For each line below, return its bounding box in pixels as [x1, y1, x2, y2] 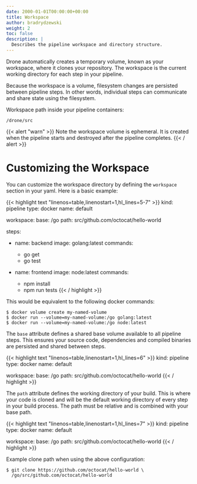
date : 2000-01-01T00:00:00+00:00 [6, 8, 89, 15]
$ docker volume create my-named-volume [6, 309, 108, 315]
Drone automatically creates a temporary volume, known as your [6, 57, 164, 65]
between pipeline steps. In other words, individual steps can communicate [6, 88, 188, 95]
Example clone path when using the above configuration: [6, 456, 145, 463]
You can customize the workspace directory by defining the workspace [6, 181, 177, 188]
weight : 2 [6, 25, 31, 31]
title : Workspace [6, 14, 49, 20]
